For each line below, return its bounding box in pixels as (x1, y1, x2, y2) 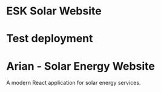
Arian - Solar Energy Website (6, 59, 156, 73)
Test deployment (6, 32, 93, 46)
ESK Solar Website (6, 4, 102, 18)
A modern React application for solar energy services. (6, 79, 141, 87)
